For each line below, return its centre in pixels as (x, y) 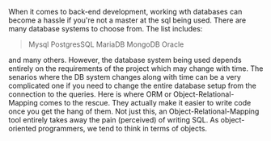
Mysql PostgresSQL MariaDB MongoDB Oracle (106, 44)
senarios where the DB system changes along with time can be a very (125, 77)
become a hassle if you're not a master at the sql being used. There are (127, 20)
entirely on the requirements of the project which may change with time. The (136, 68)
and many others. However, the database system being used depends (125, 60)
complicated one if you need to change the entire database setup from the (132, 85)
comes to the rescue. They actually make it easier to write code (145, 103)
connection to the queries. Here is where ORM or (90, 94)
